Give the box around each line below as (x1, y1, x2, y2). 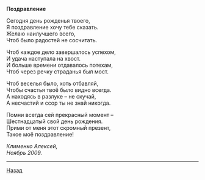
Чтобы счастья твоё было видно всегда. (6, 86, 112, 94)
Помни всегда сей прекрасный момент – (6, 111, 114, 118)
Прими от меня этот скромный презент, (6, 124, 111, 131)
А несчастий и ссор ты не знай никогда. (6, 99, 111, 107)
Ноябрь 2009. (6, 149, 43, 156)
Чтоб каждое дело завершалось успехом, (6, 48, 116, 56)
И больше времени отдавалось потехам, (6, 61, 113, 69)
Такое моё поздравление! (6, 131, 74, 138)
